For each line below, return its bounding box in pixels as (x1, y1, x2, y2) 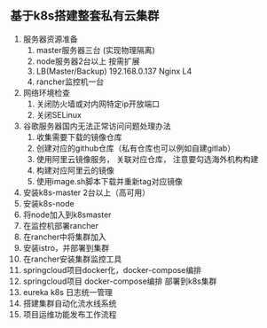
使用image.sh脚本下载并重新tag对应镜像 (35, 176, 183, 186)
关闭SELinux (35, 109, 82, 120)
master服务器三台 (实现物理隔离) (35, 44, 156, 55)
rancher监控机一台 (35, 76, 105, 87)
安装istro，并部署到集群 (22, 242, 110, 253)
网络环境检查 (22, 87, 70, 98)
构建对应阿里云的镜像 (35, 165, 114, 176)
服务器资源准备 (22, 34, 78, 44)
